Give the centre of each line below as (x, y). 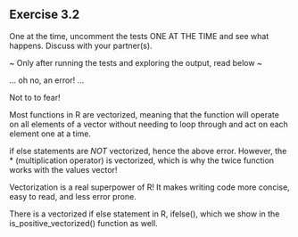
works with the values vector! (63, 169)
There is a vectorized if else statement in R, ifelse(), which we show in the (145, 214)
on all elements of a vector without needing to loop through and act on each (149, 124)
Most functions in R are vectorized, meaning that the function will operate (144, 114)
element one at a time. (50, 134)
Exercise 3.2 (45, 15)
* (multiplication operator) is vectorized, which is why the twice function (142, 160)
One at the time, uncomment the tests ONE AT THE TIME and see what (139, 36)
